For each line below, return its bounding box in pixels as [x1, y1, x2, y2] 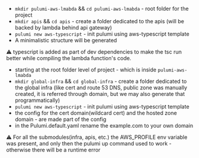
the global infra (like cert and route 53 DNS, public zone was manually [14, 84, 188, 91]
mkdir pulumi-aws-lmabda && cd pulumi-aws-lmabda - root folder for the [14, 5, 189, 12]
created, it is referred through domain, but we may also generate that [14, 91, 185, 97]
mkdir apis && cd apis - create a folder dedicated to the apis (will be [14, 18, 184, 24]
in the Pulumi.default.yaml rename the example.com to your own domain [14, 122, 194, 129]
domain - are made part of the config [14, 116, 106, 123]
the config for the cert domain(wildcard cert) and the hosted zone [14, 110, 177, 116]
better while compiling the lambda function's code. [6, 55, 131, 61]
